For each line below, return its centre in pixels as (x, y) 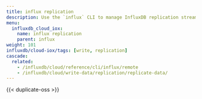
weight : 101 (21, 45)
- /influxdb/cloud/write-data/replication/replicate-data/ (93, 73)
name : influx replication (50, 34)
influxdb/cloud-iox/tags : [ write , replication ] (67, 51)
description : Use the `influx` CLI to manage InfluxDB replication (93, 17)
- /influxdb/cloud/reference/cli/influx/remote (78, 67)
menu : (13, 23)
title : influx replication (40, 12)
